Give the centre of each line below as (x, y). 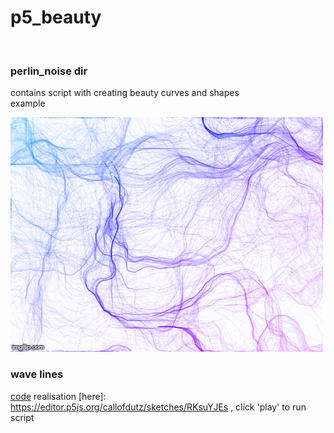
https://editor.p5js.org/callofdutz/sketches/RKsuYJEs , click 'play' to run (158, 407)
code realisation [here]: (58, 396)
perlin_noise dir (49, 71)
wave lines (37, 374)
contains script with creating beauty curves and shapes (125, 93)
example (28, 103)
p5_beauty (56, 17)
